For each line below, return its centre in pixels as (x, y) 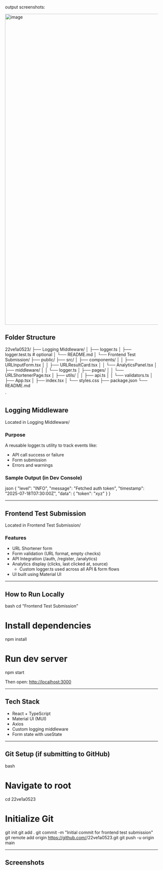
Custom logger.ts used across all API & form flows (69, 569)
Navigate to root (38, 785)
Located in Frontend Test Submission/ (43, 525)
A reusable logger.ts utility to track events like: (51, 445)
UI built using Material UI (37, 574)
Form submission (29, 460)
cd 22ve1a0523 (20, 799)
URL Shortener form (32, 549)
